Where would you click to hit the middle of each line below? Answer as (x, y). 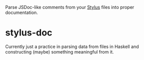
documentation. (22, 12)
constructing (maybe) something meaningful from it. (60, 51)
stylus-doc (29, 33)
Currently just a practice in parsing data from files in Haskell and (72, 46)
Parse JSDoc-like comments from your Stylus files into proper (70, 7)
